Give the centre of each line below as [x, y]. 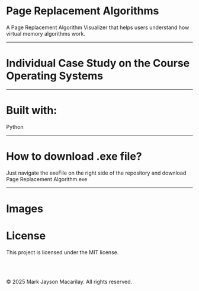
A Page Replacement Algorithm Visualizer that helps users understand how [98, 27]
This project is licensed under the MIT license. [62, 252]
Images [25, 208]
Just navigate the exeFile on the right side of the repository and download [96, 173]
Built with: [32, 110]
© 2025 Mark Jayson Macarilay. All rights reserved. [69, 281]
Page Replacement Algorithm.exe [47, 179]
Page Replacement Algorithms [83, 11]
